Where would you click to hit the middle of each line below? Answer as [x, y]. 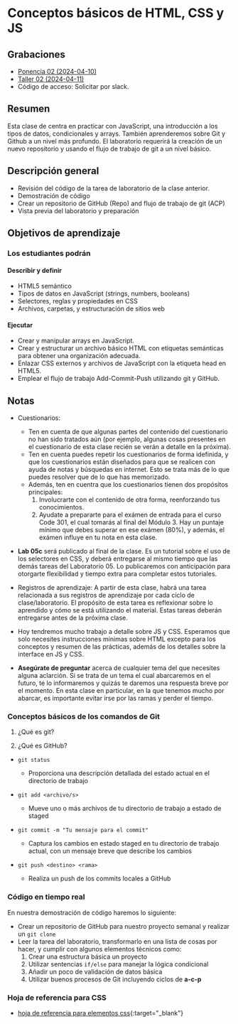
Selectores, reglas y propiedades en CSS [78, 301]
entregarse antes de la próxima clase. [72, 618]
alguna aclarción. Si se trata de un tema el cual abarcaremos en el [114, 676]
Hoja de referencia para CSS [57, 998]
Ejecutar [20, 325]
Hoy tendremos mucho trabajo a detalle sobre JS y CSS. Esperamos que [124, 632]
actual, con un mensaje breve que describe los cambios [110, 851]
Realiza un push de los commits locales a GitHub [99, 878]
